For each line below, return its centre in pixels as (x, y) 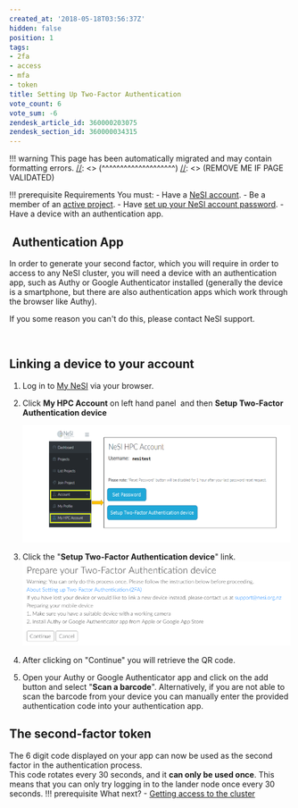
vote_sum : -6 (33, 113)
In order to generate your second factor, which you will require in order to (144, 263)
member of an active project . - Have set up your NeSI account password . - (147, 205)
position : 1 (31, 38)
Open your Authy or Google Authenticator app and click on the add (145, 677)
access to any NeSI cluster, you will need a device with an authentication (143, 273)
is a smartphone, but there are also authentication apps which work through (149, 291)
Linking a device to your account (102, 364)
